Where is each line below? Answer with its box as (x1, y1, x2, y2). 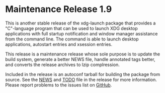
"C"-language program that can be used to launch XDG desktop (5, 25, 138, 31)
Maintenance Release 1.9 (5, 3, 112, 15)
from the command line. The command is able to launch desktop (5, 36, 139, 42)
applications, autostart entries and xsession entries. (5, 41, 112, 47)
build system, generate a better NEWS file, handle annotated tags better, (5, 56, 155, 62)
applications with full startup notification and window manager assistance (5, 30, 158, 36)
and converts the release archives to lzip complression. (5, 61, 120, 67)
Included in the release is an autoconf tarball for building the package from (5, 71, 160, 77)
